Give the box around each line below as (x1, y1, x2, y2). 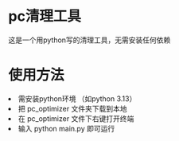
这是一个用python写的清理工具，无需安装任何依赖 (8, 35, 171, 45)
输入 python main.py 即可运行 (18, 123, 115, 133)
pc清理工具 (8, 7, 82, 25)
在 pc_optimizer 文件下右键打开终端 (18, 113, 134, 123)
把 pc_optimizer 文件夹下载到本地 (18, 104, 127, 113)
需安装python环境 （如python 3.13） (18, 93, 137, 104)
